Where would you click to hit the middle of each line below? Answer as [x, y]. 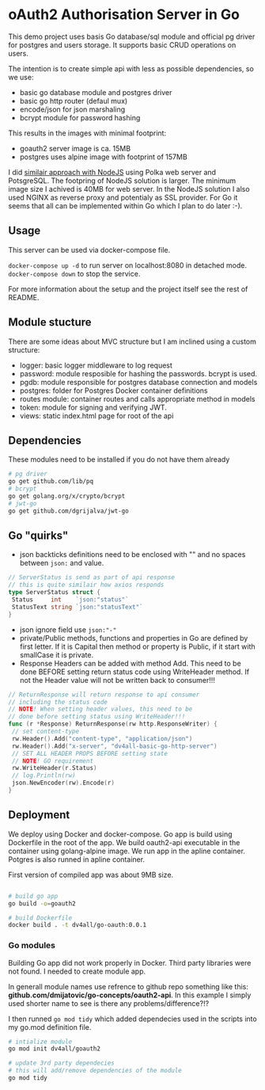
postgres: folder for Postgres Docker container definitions [114, 391]
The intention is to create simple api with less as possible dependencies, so [131, 68]
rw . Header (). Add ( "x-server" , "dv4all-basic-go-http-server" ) [114, 746]
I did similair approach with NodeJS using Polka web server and [112, 172]
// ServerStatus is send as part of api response [92, 577]
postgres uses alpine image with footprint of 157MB [103, 157]
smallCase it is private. [56, 654]
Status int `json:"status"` [70, 600]
